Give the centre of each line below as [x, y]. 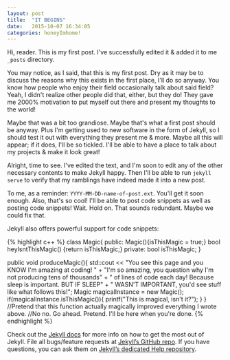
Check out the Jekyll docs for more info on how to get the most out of [106, 335]
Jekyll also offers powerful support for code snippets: [83, 229]
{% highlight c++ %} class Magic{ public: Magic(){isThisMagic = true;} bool [114, 242]
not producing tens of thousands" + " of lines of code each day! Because [111, 277]
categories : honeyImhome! [44, 33]
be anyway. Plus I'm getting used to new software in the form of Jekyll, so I [113, 130]
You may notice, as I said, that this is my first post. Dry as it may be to [105, 73]
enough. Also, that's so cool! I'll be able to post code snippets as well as [109, 201]
